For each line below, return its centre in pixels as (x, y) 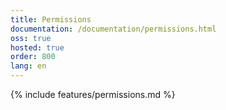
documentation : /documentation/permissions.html (113, 29)
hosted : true (37, 47)
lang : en (28, 66)
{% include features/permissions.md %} (93, 94)
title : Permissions (51, 19)
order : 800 (33, 57)
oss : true (31, 38)
